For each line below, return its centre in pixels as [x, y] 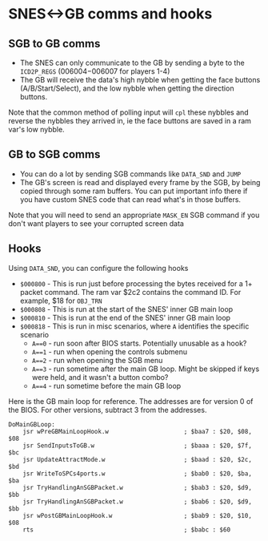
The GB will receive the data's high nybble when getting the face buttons [140, 80]
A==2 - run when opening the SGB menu [97, 360]
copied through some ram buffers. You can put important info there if [134, 191]
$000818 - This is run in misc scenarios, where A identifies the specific [134, 326]
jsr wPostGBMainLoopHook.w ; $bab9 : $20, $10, [137, 515]
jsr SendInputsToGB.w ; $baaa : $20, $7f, [137, 446]
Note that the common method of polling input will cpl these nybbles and [129, 112]
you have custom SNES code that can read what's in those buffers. [130, 199]
